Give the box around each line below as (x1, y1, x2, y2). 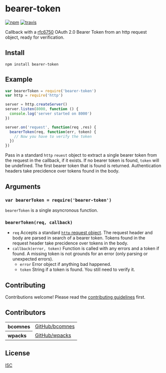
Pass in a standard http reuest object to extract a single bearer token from (5, 152, 157, 158)
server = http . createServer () (5, 102, 68, 107)
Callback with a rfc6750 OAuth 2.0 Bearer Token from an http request (5, 29, 147, 35)
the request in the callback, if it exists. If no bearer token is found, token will (5, 157, 160, 164)
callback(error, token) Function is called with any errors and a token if (12, 246, 160, 251)
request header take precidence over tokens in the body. (12, 240, 129, 246)
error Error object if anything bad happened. (19, 261, 111, 267)
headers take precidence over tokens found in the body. (5, 168, 120, 174)
